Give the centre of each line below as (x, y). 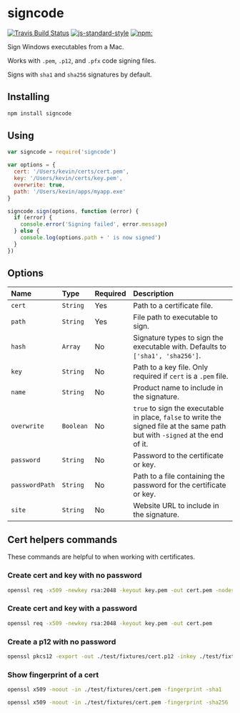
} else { (27, 231)
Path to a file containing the (179, 476)
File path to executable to (175, 317)
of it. (141, 444)
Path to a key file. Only (171, 367)
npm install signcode (40, 113)
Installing (29, 97)
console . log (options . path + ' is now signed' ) (91, 238)
